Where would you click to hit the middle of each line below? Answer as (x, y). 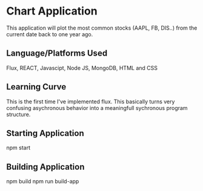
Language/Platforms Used (57, 53)
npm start (18, 148)
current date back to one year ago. (50, 34)
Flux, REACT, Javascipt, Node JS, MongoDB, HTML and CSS (82, 68)
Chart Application (52, 11)
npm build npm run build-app (43, 181)
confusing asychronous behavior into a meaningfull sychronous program (97, 108)
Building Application (45, 167)
